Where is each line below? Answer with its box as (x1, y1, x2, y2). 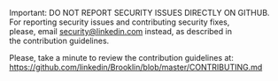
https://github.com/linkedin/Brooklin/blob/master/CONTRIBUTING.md (9, 62, 263, 72)
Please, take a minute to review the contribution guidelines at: (9, 53, 235, 63)
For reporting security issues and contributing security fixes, (9, 17, 230, 27)
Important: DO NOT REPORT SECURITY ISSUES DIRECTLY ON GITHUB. (9, 8, 270, 18)
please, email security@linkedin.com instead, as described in (9, 26, 233, 36)
